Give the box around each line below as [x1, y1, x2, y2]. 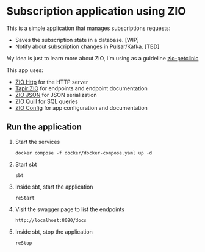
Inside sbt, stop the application [15, 228, 93, 236]
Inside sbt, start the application [15, 183, 93, 190]
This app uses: [6, 66, 44, 74]
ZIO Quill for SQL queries [15, 98, 78, 105]
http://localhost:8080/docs [15, 217, 87, 223]
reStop [15, 240, 32, 246]
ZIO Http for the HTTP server [15, 78, 88, 85]
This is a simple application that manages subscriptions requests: [6, 24, 171, 32]
